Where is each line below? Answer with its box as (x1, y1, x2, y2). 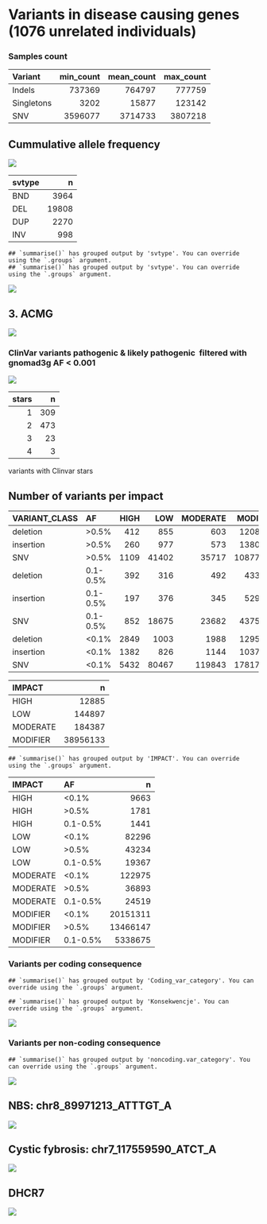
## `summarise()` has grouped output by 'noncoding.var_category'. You (8, 1056, 250, 1063)
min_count (59, 72, 101, 83)
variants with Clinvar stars (8, 467, 94, 476)
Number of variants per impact (8, 489, 164, 502)
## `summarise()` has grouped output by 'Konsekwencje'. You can (8, 997, 229, 1005)
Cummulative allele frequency (8, 138, 161, 151)
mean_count (107, 72, 157, 83)
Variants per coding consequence (8, 959, 142, 970)
